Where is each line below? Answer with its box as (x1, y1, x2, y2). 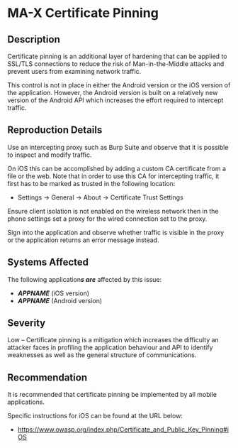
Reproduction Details (7, 124, 103, 136)
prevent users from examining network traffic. (7, 67, 142, 75)
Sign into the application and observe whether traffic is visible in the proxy (7, 228, 225, 236)
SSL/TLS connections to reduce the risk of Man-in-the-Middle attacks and (7, 60, 225, 68)
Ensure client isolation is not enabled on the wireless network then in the (7, 207, 219, 215)
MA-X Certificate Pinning (7, 5, 159, 21)
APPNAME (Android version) (17, 296, 103, 305)
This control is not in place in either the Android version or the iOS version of (7, 81, 231, 89)
